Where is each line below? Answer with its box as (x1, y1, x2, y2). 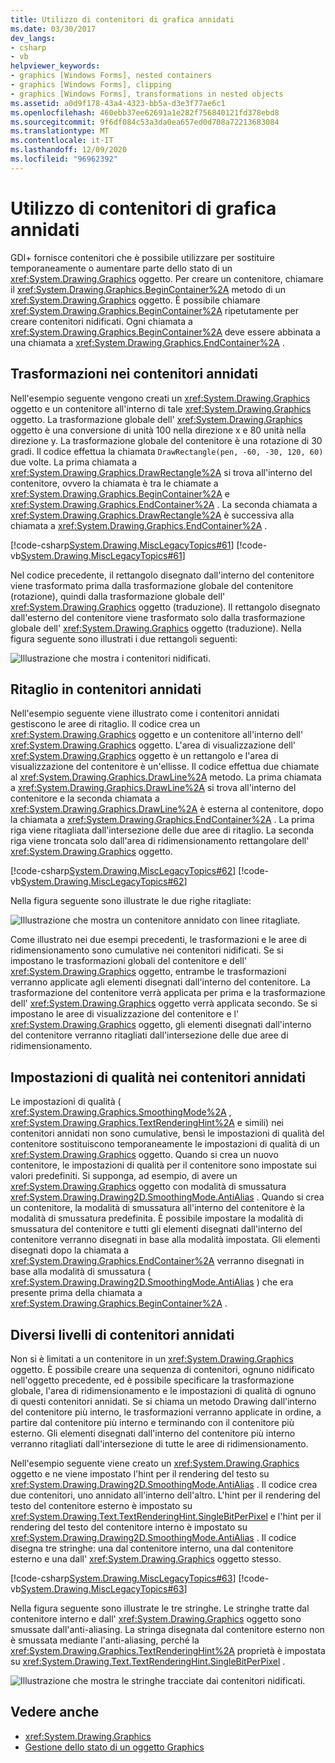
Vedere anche (10, 1704, 100, 1721)
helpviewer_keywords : (10, 61, 101, 71)
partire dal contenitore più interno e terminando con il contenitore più (10, 1416, 295, 1428)
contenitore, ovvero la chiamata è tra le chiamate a (10, 477, 219, 489)
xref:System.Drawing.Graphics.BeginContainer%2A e (10, 487, 230, 500)
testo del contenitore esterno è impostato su (10, 1499, 193, 1511)
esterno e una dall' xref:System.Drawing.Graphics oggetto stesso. (10, 1552, 282, 1565)
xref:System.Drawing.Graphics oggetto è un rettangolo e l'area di (10, 750, 279, 762)
